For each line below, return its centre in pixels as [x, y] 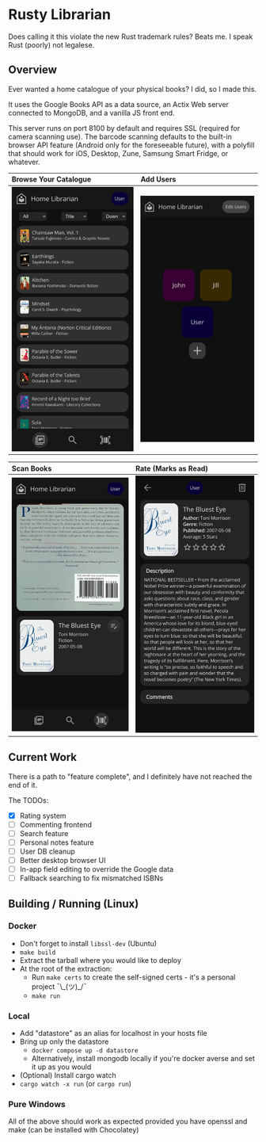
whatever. [25, 162]
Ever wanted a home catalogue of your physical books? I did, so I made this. [133, 89]
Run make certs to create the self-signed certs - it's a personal [133, 977]
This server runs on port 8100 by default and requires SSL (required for [124, 128]
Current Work [43, 757]
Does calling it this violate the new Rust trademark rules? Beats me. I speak [131, 36]
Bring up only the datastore [64, 1042]
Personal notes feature [57, 842]
